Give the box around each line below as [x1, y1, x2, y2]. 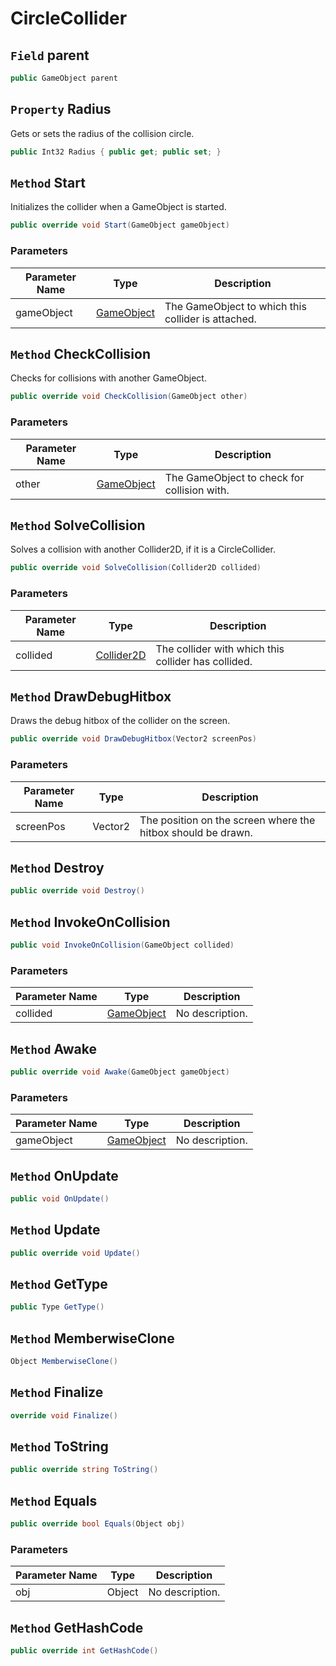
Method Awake [10, 1040, 97, 1057]
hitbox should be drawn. [139, 825, 253, 839]
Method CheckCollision [10, 345, 151, 362]
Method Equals [10, 1492, 98, 1509]
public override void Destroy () [10, 886, 145, 896]
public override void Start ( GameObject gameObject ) [10, 220, 230, 231]
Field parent [10, 47, 90, 64]
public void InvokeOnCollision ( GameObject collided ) [10, 940, 235, 950]
